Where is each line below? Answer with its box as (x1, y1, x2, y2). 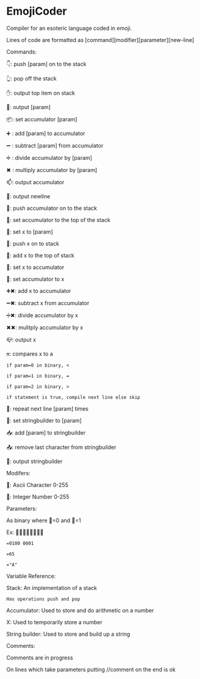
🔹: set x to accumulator (6, 264, 65, 271)
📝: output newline (6, 192, 51, 199)
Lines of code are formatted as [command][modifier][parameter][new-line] (6, 36, 195, 43)
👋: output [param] (6, 103, 51, 110)
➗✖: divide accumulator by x (6, 311, 78, 318)
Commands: (6, 48, 37, 56)
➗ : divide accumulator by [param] (6, 154, 93, 161)
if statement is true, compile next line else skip (6, 394, 140, 400)
